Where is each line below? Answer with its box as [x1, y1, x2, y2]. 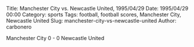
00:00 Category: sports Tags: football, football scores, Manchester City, [6, 11, 182, 18]
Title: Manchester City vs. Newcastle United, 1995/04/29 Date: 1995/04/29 [6, 5, 189, 12]
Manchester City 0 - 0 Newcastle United [6, 35, 105, 41]
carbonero [6, 23, 32, 30]
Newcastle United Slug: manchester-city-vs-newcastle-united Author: [6, 17, 177, 24]
